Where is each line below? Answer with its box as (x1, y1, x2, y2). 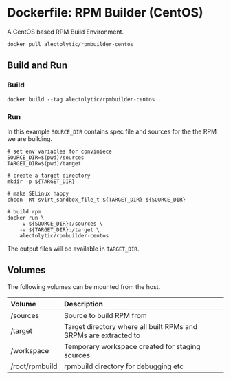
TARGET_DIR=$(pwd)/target (7, 160, 81, 167)
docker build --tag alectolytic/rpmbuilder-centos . (7, 96, 162, 103)
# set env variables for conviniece (7, 148, 112, 155)
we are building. (7, 134, 53, 142)
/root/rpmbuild (10, 361, 58, 371)
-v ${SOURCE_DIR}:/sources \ (19, 220, 103, 227)
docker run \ (7, 214, 45, 221)
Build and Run (7, 60, 67, 72)
